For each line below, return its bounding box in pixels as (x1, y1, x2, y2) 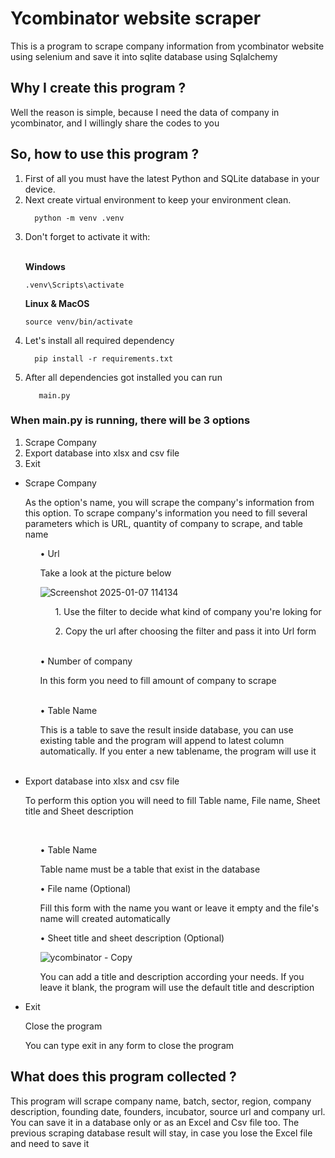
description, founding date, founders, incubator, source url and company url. (10, 1105, 326, 1117)
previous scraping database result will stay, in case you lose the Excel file (10, 1127, 313, 1139)
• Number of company (39, 655, 133, 667)
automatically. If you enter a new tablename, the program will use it (39, 745, 317, 757)
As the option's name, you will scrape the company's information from (24, 496, 315, 508)
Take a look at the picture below (39, 567, 172, 579)
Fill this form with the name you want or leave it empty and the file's (39, 902, 320, 914)
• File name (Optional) (39, 882, 132, 894)
